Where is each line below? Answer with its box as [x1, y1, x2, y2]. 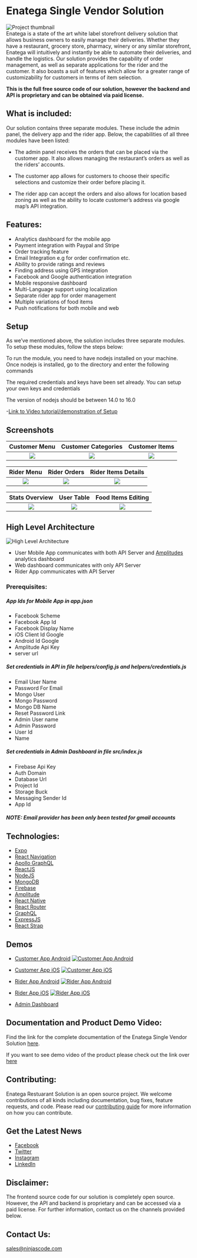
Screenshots [6, 425, 54, 435]
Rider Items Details [90, 468, 145, 476]
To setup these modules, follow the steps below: [6, 344, 123, 351]
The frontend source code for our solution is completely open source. [6, 1194, 175, 1201]
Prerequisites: [6, 583, 48, 591]
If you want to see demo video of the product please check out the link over [6, 1051, 190, 1058]
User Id [14, 728, 33, 736]
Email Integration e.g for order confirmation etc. [14, 254, 131, 261]
